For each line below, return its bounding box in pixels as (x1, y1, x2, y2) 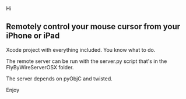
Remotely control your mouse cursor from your (6, 22, 181, 31)
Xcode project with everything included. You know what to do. (6, 46, 156, 53)
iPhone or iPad (6, 31, 60, 41)
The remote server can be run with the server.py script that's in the (6, 58, 167, 65)
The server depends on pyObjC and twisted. (6, 75, 113, 82)
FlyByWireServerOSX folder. (6, 63, 74, 70)
